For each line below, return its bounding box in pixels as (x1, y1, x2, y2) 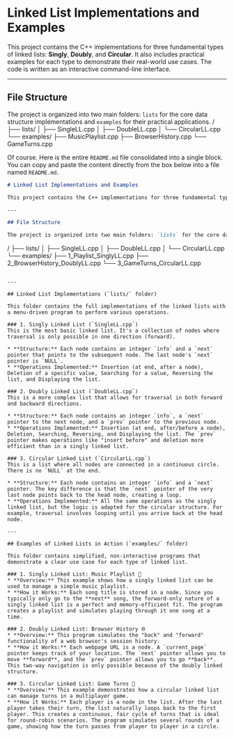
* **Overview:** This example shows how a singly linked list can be (7, 577, 214, 584)
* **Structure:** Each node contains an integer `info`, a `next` (7, 413, 204, 420)
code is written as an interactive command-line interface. (7, 65, 171, 73)
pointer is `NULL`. (7, 358, 64, 365)
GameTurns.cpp (7, 139, 54, 148)
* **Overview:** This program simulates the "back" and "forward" (7, 632, 204, 639)
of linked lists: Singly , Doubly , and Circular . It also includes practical (7, 50, 205, 58)
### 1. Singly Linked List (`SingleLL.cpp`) (7, 322, 139, 328)
